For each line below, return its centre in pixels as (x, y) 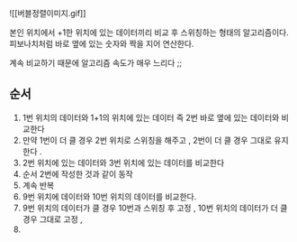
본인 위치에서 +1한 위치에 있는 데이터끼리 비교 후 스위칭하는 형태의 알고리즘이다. (149, 33)
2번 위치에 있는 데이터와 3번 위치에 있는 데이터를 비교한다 (123, 163)
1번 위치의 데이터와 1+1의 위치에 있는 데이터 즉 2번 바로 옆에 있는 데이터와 (151, 117)
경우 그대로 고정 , (52, 219)
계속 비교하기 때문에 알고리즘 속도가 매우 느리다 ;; (96, 63)
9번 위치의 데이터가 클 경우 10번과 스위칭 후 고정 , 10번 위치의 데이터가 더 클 (155, 208)
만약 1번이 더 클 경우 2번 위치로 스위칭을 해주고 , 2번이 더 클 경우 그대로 (147, 140)
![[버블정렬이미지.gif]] (48, 13)
